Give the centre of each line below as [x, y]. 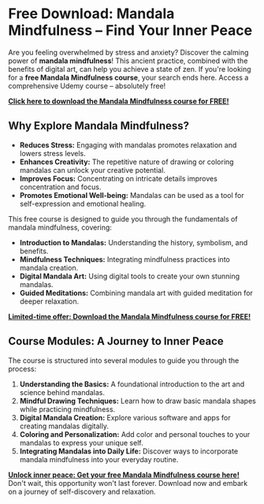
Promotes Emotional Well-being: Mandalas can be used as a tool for [132, 195]
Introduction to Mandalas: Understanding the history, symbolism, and [134, 242]
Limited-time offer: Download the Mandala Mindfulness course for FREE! [130, 316]
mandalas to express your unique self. [81, 442]
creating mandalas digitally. [64, 426]
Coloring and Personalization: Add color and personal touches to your [135, 434]
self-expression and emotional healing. [83, 203]
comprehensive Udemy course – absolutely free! [87, 86]
